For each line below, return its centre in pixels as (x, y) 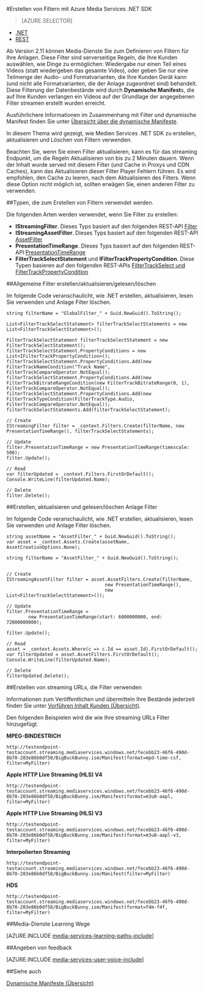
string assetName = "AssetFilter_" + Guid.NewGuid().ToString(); (91, 537)
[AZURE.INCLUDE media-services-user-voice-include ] (75, 959)
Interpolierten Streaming (38, 852)
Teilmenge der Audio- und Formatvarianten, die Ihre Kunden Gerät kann (97, 77)
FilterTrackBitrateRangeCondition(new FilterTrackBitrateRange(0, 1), (98, 383)
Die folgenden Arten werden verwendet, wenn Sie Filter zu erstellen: (92, 214)
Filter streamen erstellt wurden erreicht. (56, 103)
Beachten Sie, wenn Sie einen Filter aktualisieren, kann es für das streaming (102, 152)
